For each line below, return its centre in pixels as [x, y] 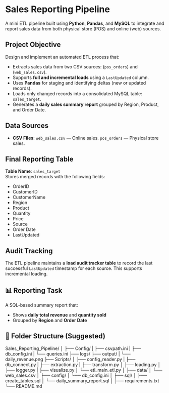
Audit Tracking [29, 251]
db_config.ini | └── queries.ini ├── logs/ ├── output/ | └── [68, 353]
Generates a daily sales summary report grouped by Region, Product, [86, 104]
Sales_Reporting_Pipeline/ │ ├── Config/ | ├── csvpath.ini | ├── [73, 348]
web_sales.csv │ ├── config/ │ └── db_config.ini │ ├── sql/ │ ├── [76, 375]
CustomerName [29, 197]
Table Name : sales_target [33, 171]
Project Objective [33, 45]
